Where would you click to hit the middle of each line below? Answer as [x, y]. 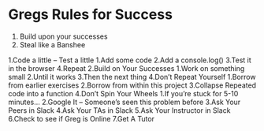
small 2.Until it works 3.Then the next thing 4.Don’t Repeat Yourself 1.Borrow [132, 77]
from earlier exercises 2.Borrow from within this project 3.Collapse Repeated [132, 85]
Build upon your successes [63, 36]
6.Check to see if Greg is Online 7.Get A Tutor [82, 118]
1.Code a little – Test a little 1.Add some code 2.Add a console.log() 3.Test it [130, 60]
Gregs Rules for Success [91, 15]
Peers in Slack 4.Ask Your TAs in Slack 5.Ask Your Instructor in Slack [119, 110]
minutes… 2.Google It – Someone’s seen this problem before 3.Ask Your [125, 102]
